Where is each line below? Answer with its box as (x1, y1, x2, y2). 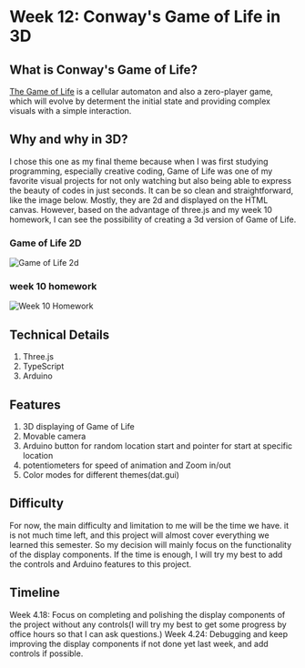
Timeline (9, 585, 61, 601)
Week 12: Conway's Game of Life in (9, 6, 281, 27)
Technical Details (9, 327, 110, 342)
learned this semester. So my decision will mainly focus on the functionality (9, 539, 292, 550)
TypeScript (22, 361, 65, 372)
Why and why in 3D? (9, 132, 128, 147)
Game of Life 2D (9, 237, 82, 249)
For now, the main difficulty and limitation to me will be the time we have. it (9, 520, 290, 531)
